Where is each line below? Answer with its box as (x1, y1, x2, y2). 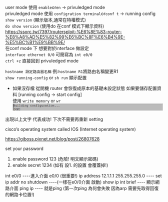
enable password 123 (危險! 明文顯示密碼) (12, 156, 98, 162)
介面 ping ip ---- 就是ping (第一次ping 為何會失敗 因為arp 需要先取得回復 (9, 185, 159, 191)
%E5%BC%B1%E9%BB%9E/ (5, 39, 65, 45)
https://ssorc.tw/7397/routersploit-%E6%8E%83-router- (5, 29, 122, 34)
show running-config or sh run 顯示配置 (5, 74, 87, 80)
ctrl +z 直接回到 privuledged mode (5, 58, 79, 63)
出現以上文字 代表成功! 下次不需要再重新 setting (5, 116, 103, 122)
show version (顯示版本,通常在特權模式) (5, 17, 86, 22)
